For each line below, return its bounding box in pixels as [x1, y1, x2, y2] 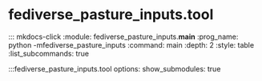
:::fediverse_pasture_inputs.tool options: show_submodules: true [8, 64, 221, 73]
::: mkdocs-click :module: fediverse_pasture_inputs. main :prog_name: [8, 32, 239, 41]
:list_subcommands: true [8, 48, 90, 58]
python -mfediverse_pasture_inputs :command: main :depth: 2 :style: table [8, 40, 255, 49]
